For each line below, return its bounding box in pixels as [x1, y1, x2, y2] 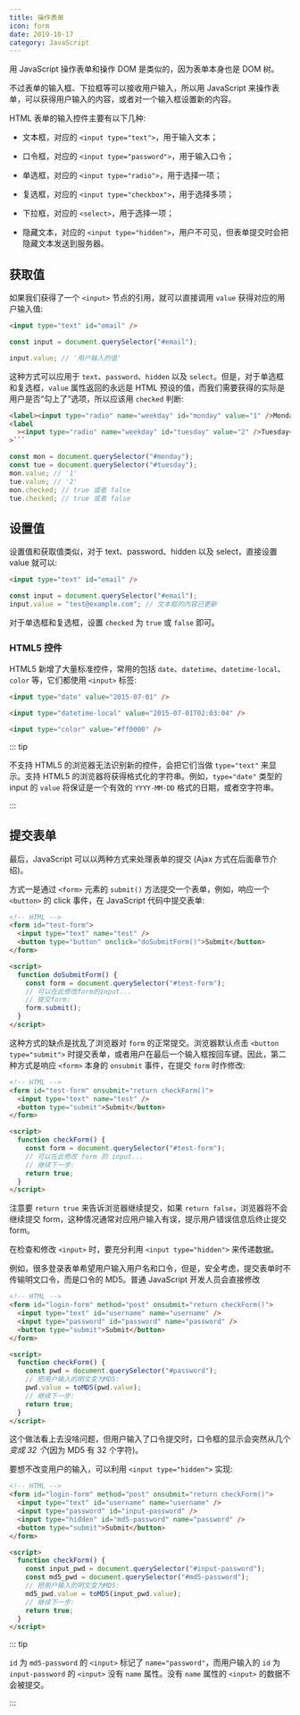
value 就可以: [9, 557, 58, 568]
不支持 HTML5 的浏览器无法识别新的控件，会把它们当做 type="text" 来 [9, 760, 270, 770]
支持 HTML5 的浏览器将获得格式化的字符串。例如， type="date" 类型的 [24, 770, 283, 781]
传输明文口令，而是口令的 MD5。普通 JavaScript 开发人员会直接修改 [9, 1274, 261, 1285]
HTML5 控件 [9, 641, 62, 654]
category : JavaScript [9, 38, 90, 47]
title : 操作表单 [9, 13, 64, 22]
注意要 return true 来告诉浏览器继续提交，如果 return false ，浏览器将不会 [9, 1202, 288, 1213]
